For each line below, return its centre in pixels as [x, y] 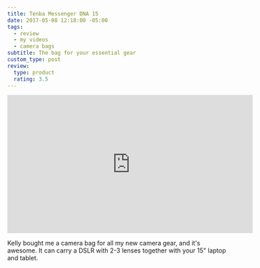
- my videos [31, 40]
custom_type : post [34, 60]
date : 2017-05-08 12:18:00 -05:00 [58, 20]
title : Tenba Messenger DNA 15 [53, 14]
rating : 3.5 [31, 79]
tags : [15, 27]
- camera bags [34, 46]
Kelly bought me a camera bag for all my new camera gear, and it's [104, 243]
